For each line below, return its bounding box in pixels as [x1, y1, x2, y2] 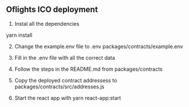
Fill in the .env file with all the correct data [14, 54, 116, 61]
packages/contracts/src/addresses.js [14, 83, 105, 90]
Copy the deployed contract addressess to [14, 77, 118, 84]
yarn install [6, 32, 33, 39]
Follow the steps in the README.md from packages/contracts [14, 65, 163, 73]
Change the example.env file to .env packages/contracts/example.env [14, 43, 184, 50]
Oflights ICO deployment [6, 5, 98, 15]
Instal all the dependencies [14, 20, 80, 27]
